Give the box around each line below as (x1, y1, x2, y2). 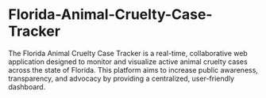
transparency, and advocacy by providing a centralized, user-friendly (8, 73, 235, 83)
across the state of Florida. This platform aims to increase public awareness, (8, 65, 258, 74)
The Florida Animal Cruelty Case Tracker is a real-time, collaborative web (8, 48, 248, 58)
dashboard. (8, 81, 46, 92)
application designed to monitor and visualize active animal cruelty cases (8, 57, 248, 66)
